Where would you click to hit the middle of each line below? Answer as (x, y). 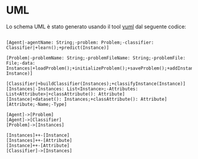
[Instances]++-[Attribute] (39, 140)
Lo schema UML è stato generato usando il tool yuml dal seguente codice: (96, 26)
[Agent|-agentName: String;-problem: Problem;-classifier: (80, 42)
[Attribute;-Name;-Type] (37, 104)
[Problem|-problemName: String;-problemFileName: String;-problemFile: (96, 58)
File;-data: (21, 63)
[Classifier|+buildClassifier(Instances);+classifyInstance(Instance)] (96, 84)
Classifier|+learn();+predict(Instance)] (58, 48)
